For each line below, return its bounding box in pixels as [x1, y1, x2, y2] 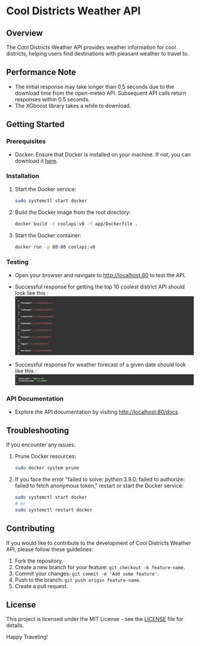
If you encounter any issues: [6, 441, 76, 448]
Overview [6, 28, 43, 38]
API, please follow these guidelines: [6, 545, 93, 552]
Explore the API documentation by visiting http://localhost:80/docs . [14, 408, 180, 415]
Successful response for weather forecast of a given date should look [14, 361, 186, 368]
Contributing [6, 523, 55, 534]
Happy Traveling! [6, 633, 48, 641]
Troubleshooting [6, 425, 70, 436]
